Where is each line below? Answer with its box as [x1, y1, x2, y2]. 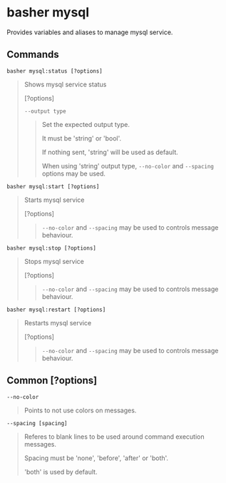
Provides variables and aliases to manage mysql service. [6, 28, 173, 36]
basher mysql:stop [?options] [6, 244, 97, 252]
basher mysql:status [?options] [6, 67, 103, 75]
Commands [6, 49, 60, 61]
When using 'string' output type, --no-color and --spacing [41, 161, 215, 170]
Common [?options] [6, 375, 98, 387]
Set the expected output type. [41, 120, 130, 128]
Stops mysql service [24, 257, 85, 265]
